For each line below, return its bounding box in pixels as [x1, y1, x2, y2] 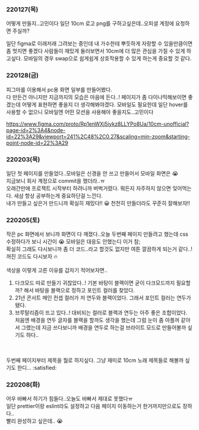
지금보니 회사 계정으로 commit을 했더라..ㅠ [6, 177, 105, 184]
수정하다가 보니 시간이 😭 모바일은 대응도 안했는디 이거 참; [6, 238, 141, 245]
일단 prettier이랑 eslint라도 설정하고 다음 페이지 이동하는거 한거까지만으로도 [6, 403, 182, 410]
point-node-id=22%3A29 [6, 139, 68, 147]
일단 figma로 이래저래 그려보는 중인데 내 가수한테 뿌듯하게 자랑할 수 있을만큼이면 [6, 40, 193, 47]
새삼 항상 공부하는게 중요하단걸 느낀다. [14, 192, 103, 199]
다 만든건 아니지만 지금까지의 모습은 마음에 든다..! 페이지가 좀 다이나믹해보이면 [6, 94, 187, 101]
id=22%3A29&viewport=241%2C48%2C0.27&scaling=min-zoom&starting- [6, 133, 190, 140]
